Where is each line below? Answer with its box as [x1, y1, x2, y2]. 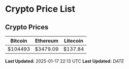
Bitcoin [10, 38, 28, 44]
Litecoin [64, 38, 84, 44]
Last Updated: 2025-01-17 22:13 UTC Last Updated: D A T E [5, 58, 124, 64]
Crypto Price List [5, 3, 75, 15]
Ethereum [35, 38, 59, 44]
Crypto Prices [5, 23, 49, 31]
